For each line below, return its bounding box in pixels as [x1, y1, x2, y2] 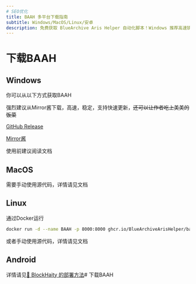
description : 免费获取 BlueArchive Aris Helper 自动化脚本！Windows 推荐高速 [6, 25, 187, 31]
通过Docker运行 [6, 214, 44, 221]
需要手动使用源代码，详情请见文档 [6, 181, 88, 188]
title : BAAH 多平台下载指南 [6, 14, 68, 20]
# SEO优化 [6, 8, 28, 15]
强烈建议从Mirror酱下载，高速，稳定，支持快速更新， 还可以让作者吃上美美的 [6, 104, 190, 111]
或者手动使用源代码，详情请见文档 [6, 237, 88, 244]
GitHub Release [6, 123, 44, 130]
